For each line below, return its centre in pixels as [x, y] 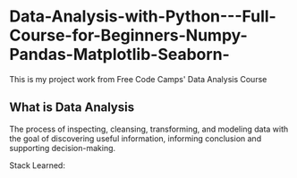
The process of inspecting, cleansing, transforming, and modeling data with [149, 129]
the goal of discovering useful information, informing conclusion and [136, 138]
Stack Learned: [37, 165]
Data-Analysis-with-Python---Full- [143, 17]
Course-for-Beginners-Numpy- [128, 35]
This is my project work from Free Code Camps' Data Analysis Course [138, 79]
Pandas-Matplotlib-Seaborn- [119, 55]
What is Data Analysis [72, 108]
